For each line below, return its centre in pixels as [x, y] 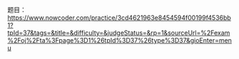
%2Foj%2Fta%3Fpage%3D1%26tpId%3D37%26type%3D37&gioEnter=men [119, 40]
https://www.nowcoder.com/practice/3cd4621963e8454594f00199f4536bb [119, 18]
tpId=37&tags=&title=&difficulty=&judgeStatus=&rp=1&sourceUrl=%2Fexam [119, 33]
